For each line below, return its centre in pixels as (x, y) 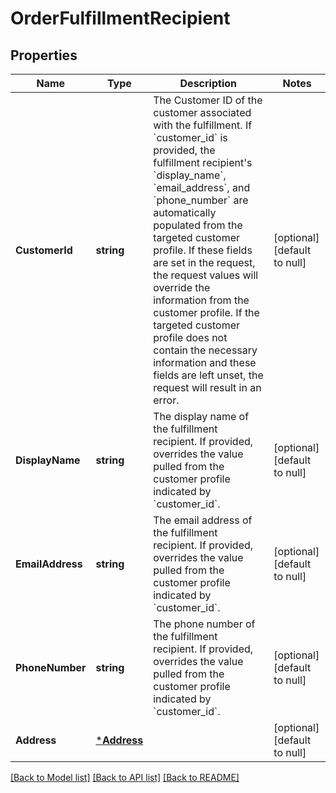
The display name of (201, 416)
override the (182, 287)
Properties (44, 55)
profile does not (190, 337)
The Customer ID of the (208, 100)
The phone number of (204, 624)
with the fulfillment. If (203, 125)
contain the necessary (205, 350)
